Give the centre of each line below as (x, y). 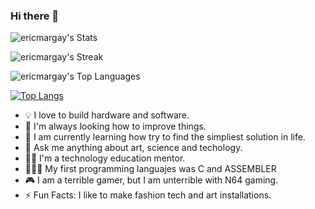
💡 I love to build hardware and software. (107, 115)
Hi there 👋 (35, 16)
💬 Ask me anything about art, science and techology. (133, 148)
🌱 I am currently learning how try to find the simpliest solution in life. (165, 137)
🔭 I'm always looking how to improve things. (115, 126)
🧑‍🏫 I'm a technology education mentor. (105, 158)
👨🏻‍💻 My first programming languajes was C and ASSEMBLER (150, 169)
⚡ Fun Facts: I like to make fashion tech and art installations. (148, 195)
